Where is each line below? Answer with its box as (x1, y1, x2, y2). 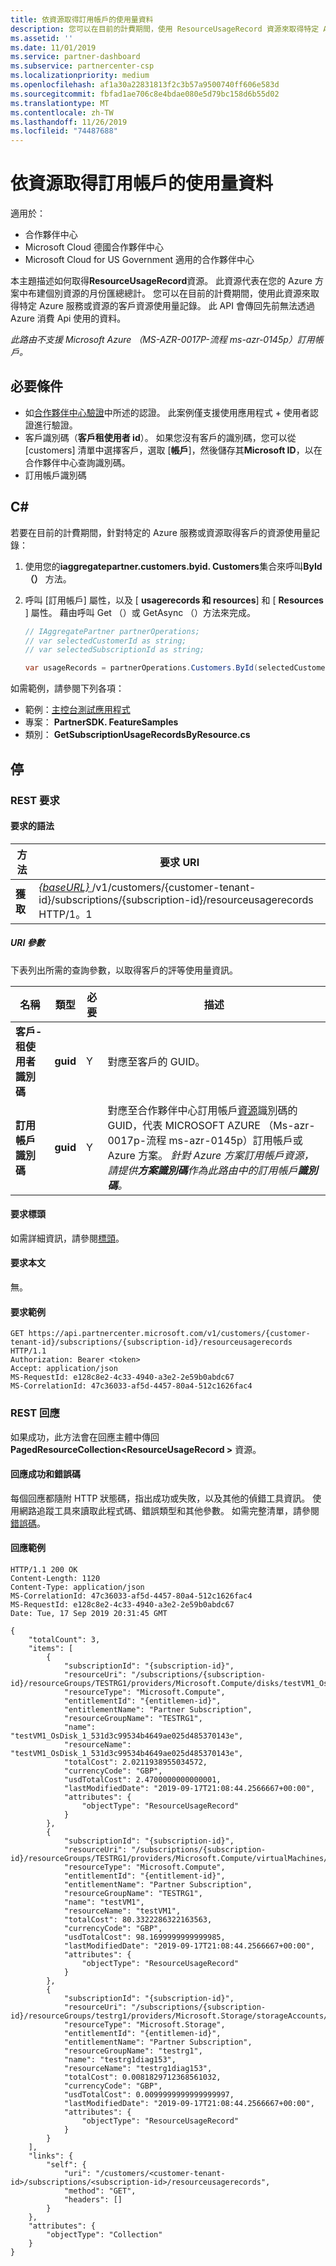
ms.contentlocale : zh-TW (10, 107, 114, 118)
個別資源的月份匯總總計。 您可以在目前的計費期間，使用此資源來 (44, 287, 311, 300)
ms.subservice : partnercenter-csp (10, 61, 155, 71)
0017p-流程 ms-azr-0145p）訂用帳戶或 (107, 1133, 303, 1147)
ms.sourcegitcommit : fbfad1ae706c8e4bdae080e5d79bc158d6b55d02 (10, 89, 280, 99)
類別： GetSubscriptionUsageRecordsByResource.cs (24, 729, 251, 741)
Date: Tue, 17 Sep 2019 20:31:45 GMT (10, 1608, 168, 1618)
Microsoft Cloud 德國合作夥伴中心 (24, 241, 165, 253)
